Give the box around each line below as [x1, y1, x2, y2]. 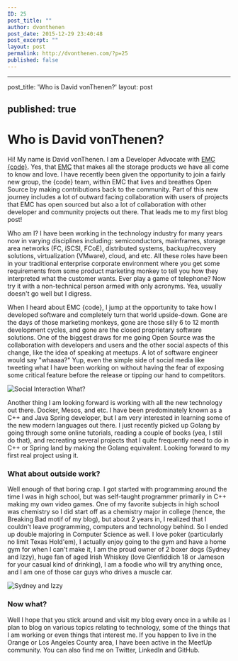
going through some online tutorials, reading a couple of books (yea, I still [7, 428, 222, 437]
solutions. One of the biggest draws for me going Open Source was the [7, 333, 215, 342]
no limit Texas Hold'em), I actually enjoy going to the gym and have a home [7, 538, 227, 546]
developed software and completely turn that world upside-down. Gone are [7, 311, 228, 319]
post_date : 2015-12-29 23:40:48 [7, 30, 103, 38]
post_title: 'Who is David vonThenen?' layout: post [7, 82, 153, 91]
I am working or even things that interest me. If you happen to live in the [7, 631, 217, 639]
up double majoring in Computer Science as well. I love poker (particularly [7, 530, 224, 539]
